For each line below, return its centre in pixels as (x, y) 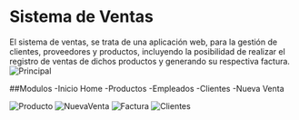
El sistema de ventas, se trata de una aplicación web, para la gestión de (144, 42)
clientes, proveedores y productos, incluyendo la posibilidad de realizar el (148, 51)
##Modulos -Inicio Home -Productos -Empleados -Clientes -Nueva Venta (147, 88)
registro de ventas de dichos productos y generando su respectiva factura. (150, 61)
